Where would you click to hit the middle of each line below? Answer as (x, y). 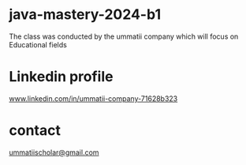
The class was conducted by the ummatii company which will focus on (124, 36)
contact (35, 131)
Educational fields (38, 44)
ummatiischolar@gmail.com (54, 152)
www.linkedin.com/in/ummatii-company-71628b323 (93, 98)
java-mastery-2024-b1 (85, 15)
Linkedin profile (61, 77)
